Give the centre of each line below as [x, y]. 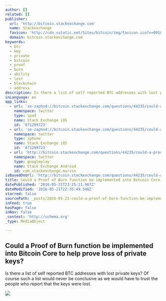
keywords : [15, 42]
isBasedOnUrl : [20, 176]
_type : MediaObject [25, 222]
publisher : [16, 19]
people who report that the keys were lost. [48, 284]
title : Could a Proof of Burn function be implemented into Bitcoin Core [83, 180]
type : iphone [27, 139]
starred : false [21, 194]
